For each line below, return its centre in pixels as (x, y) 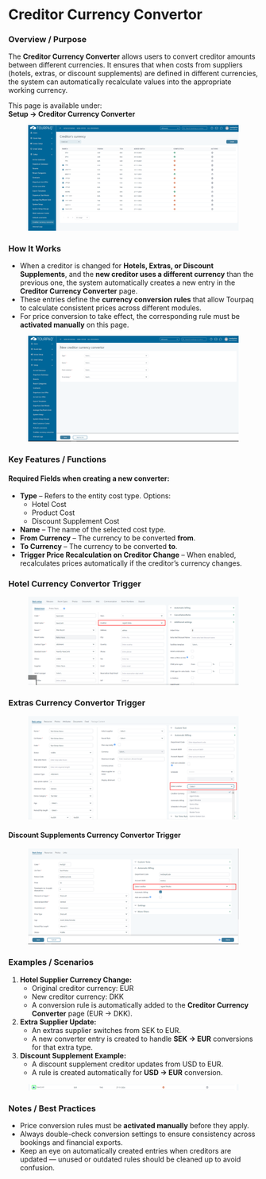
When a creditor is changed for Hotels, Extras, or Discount (117, 266)
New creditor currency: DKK (78, 997)
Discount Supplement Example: (73, 1055)
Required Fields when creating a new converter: (89, 478)
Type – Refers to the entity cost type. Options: (95, 496)
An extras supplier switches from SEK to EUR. (106, 1030)
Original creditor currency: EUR (83, 988)
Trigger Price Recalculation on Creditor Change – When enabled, (128, 555)
